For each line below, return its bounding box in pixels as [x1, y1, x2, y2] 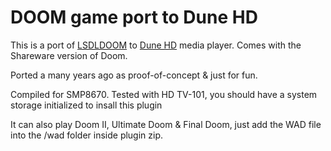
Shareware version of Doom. [10, 49, 128, 61]
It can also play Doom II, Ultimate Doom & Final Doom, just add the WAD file [10, 118, 322, 130]
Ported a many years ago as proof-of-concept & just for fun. [10, 69, 258, 81]
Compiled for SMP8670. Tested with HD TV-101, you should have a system [10, 88, 318, 100]
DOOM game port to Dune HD [10, 6, 258, 29]
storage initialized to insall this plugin [10, 99, 163, 111]
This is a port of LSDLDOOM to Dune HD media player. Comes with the [10, 39, 302, 51]
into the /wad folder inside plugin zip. [10, 129, 164, 141]
